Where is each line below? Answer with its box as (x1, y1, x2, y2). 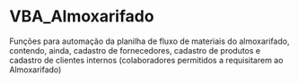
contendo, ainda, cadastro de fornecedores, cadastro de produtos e (9, 45, 261, 55)
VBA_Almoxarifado (9, 6, 154, 27)
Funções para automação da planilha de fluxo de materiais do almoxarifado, (9, 36, 290, 46)
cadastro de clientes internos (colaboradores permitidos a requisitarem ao (9, 54, 284, 65)
